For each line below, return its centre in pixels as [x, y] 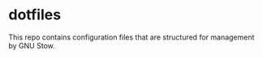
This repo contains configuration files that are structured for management [131, 37]
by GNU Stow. [32, 45]
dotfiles [35, 15]
